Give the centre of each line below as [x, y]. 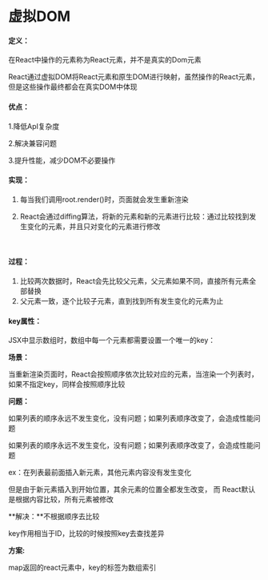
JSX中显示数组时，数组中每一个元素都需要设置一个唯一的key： [112, 340]
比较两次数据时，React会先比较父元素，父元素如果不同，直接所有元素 [134, 281]
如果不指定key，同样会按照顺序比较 [67, 385]
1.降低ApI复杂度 [34, 126]
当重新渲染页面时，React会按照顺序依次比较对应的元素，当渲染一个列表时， [133, 374]
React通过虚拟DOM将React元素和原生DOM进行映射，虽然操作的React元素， [134, 77]
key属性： [25, 320]
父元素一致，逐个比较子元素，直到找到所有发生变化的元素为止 [122, 301]
